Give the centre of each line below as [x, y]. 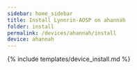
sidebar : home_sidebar [40, 14]
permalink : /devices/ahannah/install [62, 33]
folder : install [31, 26]
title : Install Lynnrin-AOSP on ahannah [67, 20]
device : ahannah [31, 40]
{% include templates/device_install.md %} [69, 59]
